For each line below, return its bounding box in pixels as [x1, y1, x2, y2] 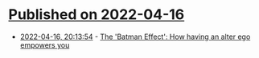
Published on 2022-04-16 [8, 6, 185, 24]
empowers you [19, 40, 70, 49]
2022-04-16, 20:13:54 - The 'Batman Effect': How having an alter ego [19, 32, 251, 41]
